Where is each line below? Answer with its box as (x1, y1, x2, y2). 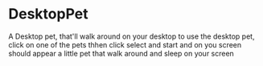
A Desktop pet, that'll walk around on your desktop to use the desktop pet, (8, 31, 255, 41)
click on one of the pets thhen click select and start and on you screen (8, 39, 242, 49)
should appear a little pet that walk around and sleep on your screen (8, 48, 235, 58)
